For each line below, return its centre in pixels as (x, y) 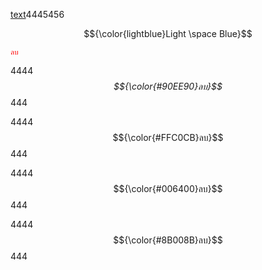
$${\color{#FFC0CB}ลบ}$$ (168, 137)
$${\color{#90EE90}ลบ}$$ (168, 86)
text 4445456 (37, 14)
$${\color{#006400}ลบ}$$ (168, 188)
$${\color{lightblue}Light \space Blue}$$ (168, 33)
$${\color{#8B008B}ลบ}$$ (168, 240)
